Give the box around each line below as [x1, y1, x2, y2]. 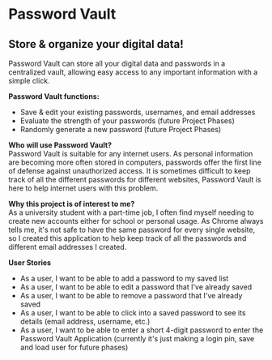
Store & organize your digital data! [8, 37, 184, 51]
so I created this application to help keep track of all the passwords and [8, 234, 247, 243]
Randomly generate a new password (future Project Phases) [19, 125, 222, 134]
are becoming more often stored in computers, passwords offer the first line [8, 157, 261, 167]
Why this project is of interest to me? [8, 199, 135, 208]
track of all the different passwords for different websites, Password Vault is [8, 175, 261, 184]
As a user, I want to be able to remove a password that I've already [19, 291, 243, 300]
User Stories [8, 258, 51, 268]
